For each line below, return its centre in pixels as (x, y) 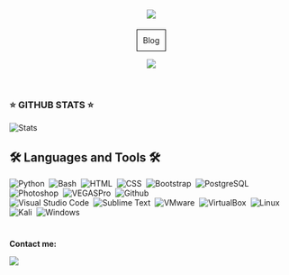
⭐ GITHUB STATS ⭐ (52, 105)
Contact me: (33, 244)
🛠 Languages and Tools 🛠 (85, 157)
